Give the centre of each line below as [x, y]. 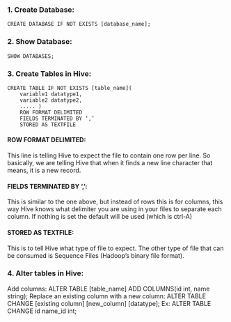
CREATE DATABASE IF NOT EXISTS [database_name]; [79, 24]
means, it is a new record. [44, 170]
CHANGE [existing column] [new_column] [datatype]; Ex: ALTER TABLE [109, 303]
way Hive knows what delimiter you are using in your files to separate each [114, 209]
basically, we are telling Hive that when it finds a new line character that [110, 163]
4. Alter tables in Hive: [46, 273]
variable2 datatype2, [51, 100]
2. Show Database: [40, 42]
